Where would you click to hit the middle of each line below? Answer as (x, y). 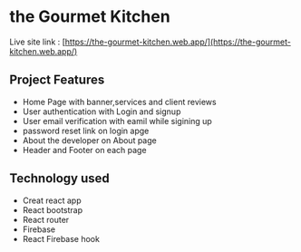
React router (46, 219)
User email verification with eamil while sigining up (117, 121)
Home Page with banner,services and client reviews (119, 102)
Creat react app (52, 200)
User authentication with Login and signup (102, 111)
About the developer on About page (89, 140)
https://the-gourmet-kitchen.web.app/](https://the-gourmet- (178, 42)
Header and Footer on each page (84, 150)
